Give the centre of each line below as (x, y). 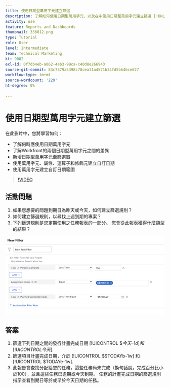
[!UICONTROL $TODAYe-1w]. (43, 362)
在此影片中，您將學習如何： (34, 133)
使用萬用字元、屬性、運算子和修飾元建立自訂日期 (63, 163)
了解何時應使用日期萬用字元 (41, 144)
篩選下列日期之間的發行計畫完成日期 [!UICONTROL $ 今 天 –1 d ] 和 (78, 343)
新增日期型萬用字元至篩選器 (41, 157)
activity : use (20, 21)
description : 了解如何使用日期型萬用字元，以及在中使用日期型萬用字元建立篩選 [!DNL (85, 16)
